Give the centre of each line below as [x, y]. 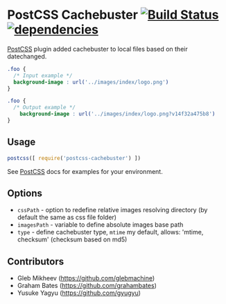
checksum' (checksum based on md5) [72, 239]
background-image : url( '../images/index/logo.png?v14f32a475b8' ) [118, 114]
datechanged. [27, 56]
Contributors [36, 261]
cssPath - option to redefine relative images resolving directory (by [112, 210]
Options [25, 194]
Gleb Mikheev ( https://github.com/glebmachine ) [86, 278]
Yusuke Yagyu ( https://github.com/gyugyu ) [79, 293]
